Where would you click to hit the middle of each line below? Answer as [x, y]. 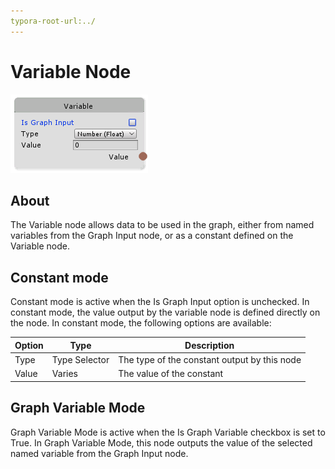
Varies [65, 374]
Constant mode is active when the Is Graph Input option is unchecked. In [160, 302]
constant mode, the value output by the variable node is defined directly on [165, 312]
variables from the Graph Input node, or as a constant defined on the [152, 236]
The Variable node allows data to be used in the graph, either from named [162, 225]
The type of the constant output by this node [210, 359]
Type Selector [80, 359]
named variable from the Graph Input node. [99, 453]
